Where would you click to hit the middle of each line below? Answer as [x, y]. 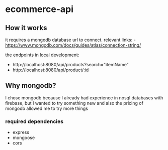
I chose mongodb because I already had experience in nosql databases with [84, 98]
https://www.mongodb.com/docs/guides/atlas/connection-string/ [73, 45]
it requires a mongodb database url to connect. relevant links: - [70, 40]
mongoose [24, 138]
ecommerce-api [39, 9]
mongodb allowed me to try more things [47, 108]
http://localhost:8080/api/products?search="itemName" [71, 64]
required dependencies [34, 121]
